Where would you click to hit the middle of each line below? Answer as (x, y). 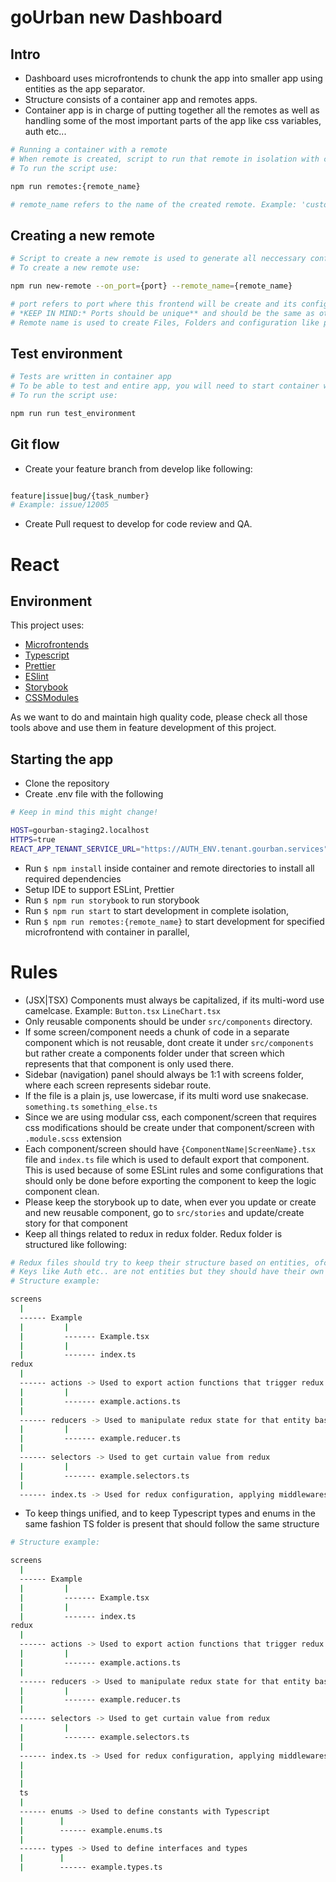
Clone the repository (67, 783)
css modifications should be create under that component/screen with (169, 1127)
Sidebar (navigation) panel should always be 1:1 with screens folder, (164, 1074)
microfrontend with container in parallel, (107, 932)
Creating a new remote (83, 235)
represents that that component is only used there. (129, 1063)
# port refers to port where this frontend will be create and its (154, 304)
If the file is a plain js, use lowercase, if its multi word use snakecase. (166, 1095)
